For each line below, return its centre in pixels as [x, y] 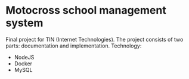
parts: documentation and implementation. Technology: [74, 46]
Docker [23, 64]
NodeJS [24, 57]
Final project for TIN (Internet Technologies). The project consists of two [94, 39]
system [24, 23]
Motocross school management [86, 10]
